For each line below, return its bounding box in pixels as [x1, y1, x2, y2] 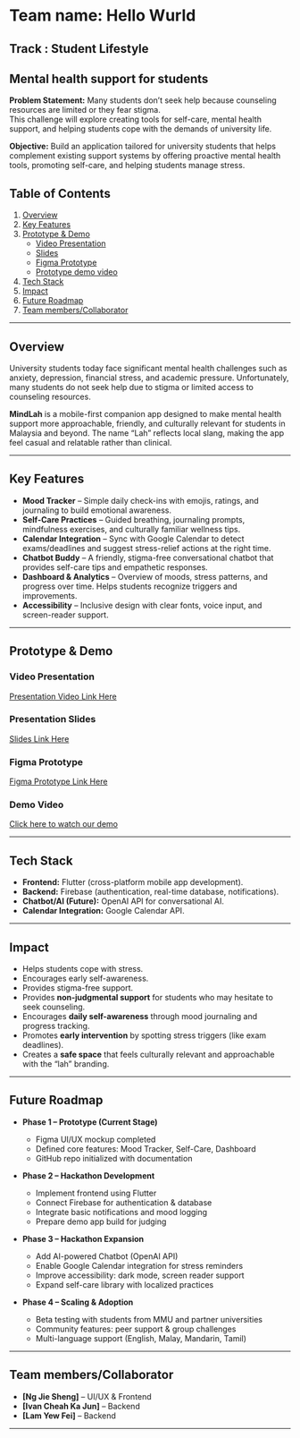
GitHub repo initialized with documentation [35, 1153, 193, 1163]
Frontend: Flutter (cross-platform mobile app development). [21, 877, 244, 888]
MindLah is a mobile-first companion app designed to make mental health [9, 409, 282, 420]
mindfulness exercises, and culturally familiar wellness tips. [21, 523, 241, 534]
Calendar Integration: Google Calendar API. [21, 906, 185, 916]
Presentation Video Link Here [9, 691, 118, 702]
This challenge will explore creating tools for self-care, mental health [9, 114, 262, 125]
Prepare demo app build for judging [35, 1216, 167, 1227]
